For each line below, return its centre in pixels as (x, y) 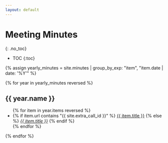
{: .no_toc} (16, 48)
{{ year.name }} (30, 98)
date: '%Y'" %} (21, 73)
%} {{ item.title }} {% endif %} (44, 121)
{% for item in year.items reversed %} (52, 110)
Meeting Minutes (41, 34)
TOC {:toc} (24, 58)
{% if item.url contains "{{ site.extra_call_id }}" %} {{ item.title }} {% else (87, 116)
